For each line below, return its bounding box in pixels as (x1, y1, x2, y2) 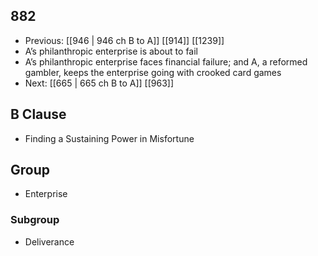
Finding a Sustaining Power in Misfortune (24, 132, 195, 144)
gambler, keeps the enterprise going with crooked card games (24, 66, 282, 78)
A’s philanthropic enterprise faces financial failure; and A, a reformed (24, 55, 308, 68)
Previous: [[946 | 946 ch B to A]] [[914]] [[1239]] (24, 34, 225, 46)
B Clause (10, 106, 67, 123)
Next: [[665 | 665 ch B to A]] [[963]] (24, 77, 175, 89)
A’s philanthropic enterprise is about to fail (24, 45, 198, 57)
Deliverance (24, 235, 75, 248)
